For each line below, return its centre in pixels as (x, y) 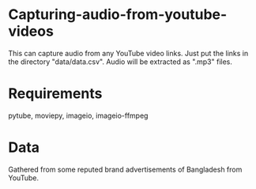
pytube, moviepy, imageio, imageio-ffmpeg (78, 115)
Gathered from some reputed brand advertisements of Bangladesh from (125, 169)
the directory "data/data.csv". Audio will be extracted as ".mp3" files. (120, 62)
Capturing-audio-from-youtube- (118, 15)
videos (31, 31)
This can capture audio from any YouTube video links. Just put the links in (128, 53)
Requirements (55, 94)
